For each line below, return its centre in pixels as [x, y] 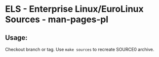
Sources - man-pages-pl [57, 19]
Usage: [17, 38]
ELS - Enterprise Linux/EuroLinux [75, 9]
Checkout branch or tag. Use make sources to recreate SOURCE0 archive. [80, 49]
